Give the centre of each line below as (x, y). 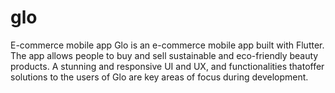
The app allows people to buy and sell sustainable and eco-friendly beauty (164, 55)
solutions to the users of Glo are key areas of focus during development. (159, 77)
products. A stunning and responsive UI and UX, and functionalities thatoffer (167, 66)
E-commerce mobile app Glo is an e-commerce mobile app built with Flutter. (167, 45)
